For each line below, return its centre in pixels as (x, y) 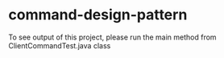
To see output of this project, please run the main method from (112, 37)
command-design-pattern (98, 15)
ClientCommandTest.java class (60, 45)
